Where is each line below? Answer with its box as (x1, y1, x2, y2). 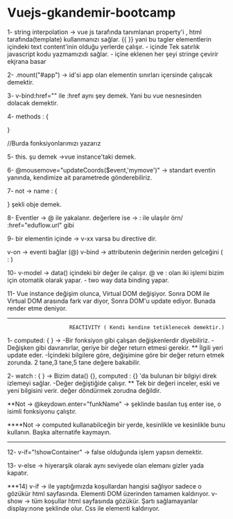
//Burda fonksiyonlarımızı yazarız (7, 139, 101, 147)
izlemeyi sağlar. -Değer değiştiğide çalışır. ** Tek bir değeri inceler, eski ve (7, 379, 220, 387)
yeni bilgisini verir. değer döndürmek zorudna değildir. (7, 386, 162, 394)
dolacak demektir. (7, 98, 59, 107)
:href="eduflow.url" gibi (7, 220, 75, 229)
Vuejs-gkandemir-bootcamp (7, 5, 176, 21)
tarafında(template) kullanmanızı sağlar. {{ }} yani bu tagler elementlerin (7, 35, 212, 43)
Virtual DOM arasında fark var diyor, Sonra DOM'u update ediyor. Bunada (7, 297, 216, 305)
